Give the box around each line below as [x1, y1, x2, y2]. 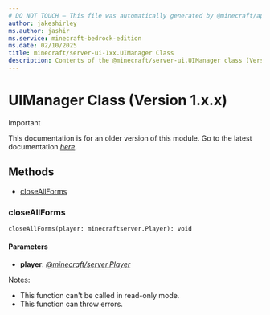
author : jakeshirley [8, 19, 78, 27]
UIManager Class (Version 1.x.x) [8, 92, 227, 109]
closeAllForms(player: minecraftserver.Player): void [8, 224, 193, 233]
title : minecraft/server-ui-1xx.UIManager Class [8, 49, 174, 57]
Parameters [8, 242, 48, 252]
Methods [8, 166, 55, 179]
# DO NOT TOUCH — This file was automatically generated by [8, 11, 215, 20]
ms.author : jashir [8, 27, 70, 35]
